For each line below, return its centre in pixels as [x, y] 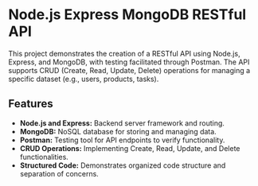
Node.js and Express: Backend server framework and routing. [122, 123]
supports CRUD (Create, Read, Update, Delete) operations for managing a [129, 70]
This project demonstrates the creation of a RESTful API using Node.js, [124, 53]
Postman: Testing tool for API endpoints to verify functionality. [122, 140]
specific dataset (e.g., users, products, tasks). [84, 79]
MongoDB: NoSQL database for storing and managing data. [118, 131]
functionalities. [44, 157]
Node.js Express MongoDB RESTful [127, 15]
